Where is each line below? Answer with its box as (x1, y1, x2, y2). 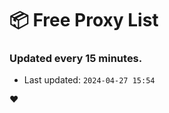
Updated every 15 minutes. (9, 52, 143, 66)
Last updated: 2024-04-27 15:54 (23, 74, 156, 86)
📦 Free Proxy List (9, 9, 159, 32)
